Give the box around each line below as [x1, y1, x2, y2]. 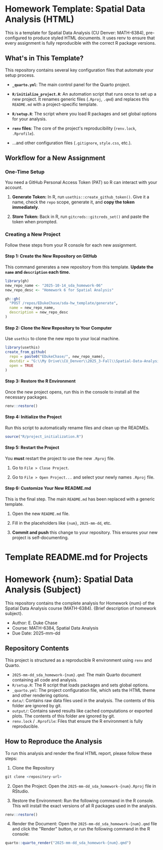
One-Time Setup [5, 168, 45, 175]
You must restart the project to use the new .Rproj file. [5, 455, 115, 461]
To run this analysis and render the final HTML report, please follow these [5, 750, 152, 756]
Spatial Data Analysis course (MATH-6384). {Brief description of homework [5, 605, 157, 611]
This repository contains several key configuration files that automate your [5, 67, 154, 73]
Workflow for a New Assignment [5, 154, 106, 162]
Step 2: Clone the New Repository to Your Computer [5, 325, 112, 331]
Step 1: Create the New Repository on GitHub [5, 253, 97, 259]
